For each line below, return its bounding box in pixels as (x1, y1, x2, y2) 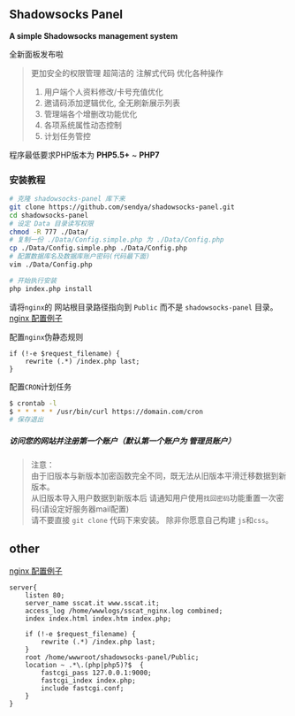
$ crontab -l (9, 398, 57, 408)
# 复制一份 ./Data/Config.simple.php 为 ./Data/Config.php (9, 235, 224, 244)
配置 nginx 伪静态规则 (9, 331, 84, 342)
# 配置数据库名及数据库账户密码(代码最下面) (9, 252, 150, 261)
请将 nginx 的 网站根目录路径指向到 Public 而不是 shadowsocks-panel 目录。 (9, 301, 278, 312)
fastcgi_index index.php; (41, 676, 137, 685)
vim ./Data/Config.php (9, 260, 93, 269)
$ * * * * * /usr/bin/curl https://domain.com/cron (9, 407, 203, 416)
